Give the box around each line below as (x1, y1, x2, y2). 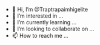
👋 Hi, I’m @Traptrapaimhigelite (12, 6, 88, 13)
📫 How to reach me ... (12, 32, 68, 39)
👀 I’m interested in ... (12, 12, 64, 19)
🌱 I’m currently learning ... (12, 19, 77, 26)
